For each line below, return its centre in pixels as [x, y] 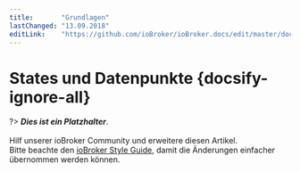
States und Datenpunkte [101, 78]
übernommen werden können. [65, 160]
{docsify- [232, 78]
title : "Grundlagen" [59, 17]
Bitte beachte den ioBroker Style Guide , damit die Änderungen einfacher [142, 150]
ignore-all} [50, 97]
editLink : [28, 34]
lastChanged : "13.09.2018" [59, 26]
